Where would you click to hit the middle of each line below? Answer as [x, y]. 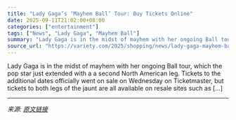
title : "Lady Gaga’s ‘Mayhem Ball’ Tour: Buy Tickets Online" [100, 14]
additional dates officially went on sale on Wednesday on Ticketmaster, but [116, 81]
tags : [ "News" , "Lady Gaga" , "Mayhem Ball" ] [73, 33]
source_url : [25, 46]
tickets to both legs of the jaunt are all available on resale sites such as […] [115, 88]
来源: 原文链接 [27, 109]
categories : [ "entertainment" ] [53, 27]
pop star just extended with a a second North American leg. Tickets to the [114, 73]
